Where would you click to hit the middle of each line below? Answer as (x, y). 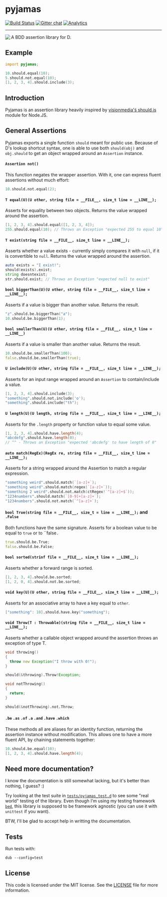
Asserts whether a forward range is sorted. (49, 568)
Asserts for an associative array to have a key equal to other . (68, 603)
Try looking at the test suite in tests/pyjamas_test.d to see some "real (77, 796)
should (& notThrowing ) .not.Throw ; (40, 707)
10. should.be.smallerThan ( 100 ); (39, 353)
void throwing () (22, 652)
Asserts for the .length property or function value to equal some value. (78, 424)
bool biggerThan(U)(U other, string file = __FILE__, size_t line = (78, 290)
